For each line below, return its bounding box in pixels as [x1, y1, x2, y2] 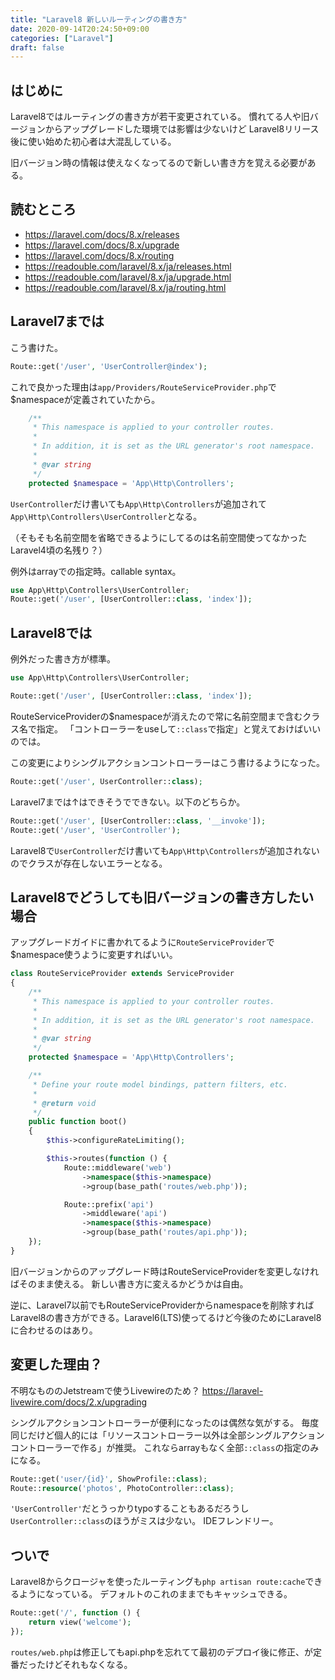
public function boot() [28, 1117, 128, 1127]
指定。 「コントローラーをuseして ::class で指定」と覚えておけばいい [36, 722, 322, 735]
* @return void [32, 1098, 97, 1108]
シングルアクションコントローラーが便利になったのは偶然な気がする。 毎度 [10, 1416, 320, 1428]
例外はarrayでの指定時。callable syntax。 [10, 565, 182, 577]
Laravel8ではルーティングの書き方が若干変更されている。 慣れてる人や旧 [10, 111, 310, 123]
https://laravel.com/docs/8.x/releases [24, 228, 180, 240]
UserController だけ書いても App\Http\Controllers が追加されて [10, 497, 267, 510]
